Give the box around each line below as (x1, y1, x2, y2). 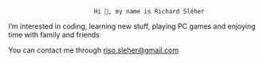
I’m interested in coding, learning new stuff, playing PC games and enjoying (8, 22, 257, 31)
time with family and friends (8, 30, 100, 39)
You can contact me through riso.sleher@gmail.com (8, 45, 179, 55)
